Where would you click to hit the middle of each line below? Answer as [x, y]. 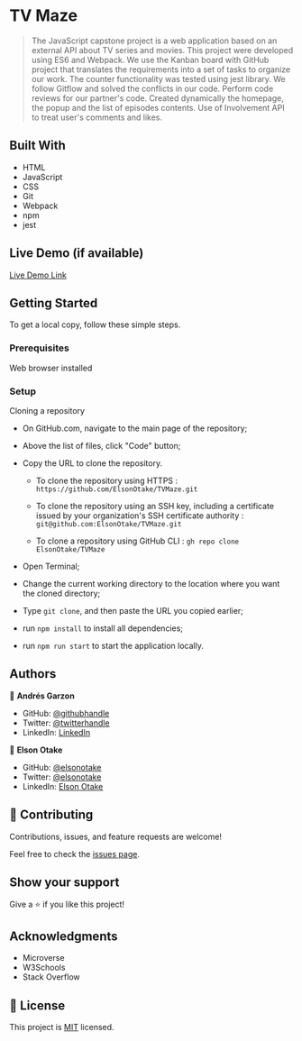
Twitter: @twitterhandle [66, 723]
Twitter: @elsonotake [62, 777]
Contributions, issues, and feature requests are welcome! [116, 836]
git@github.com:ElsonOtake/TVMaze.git [109, 524]
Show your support [64, 882]
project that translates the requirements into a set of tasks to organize [161, 69]
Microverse [43, 958]
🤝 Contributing [51, 815]
